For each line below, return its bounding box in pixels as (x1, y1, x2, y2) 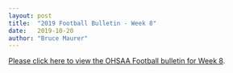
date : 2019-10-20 (8, 26, 74, 34)
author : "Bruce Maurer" (8, 34, 89, 43)
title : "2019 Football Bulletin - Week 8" (8, 19, 157, 27)
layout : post (8, 11, 52, 20)
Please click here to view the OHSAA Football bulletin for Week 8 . (8, 56, 226, 66)
